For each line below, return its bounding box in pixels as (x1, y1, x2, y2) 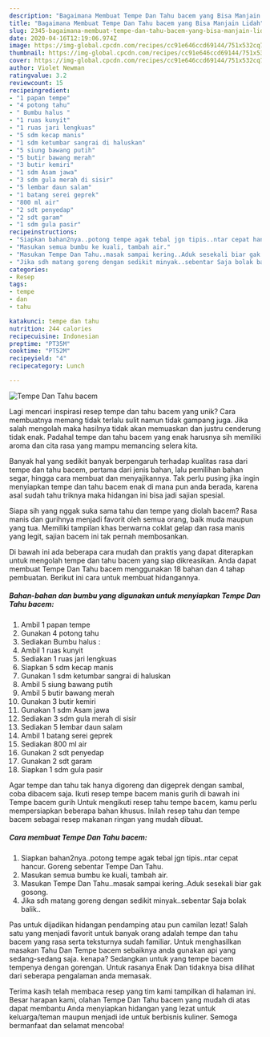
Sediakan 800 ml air (20, 739, 87, 749)
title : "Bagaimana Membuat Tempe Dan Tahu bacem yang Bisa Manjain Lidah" (9, 19, 264, 27)
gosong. (20, 887, 49, 897)
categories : (9, 266, 49, 274)
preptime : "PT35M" (9, 340, 71, 348)
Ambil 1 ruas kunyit (20, 645, 83, 655)
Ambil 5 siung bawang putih (20, 679, 113, 689)
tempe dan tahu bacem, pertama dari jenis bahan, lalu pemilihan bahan (9, 465, 244, 474)
